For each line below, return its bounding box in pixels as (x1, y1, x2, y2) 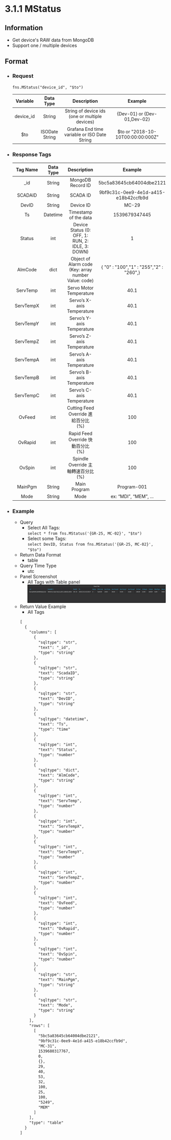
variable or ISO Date (64, 131, 107, 137)
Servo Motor (67, 285, 94, 291)
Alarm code (68, 261, 93, 267)
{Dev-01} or (116, 110, 143, 117)
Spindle (72, 455, 89, 461)
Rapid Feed (68, 430, 92, 436)
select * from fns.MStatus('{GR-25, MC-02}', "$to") (27, 531, 142, 537)
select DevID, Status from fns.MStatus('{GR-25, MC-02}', (27, 542, 154, 547)
